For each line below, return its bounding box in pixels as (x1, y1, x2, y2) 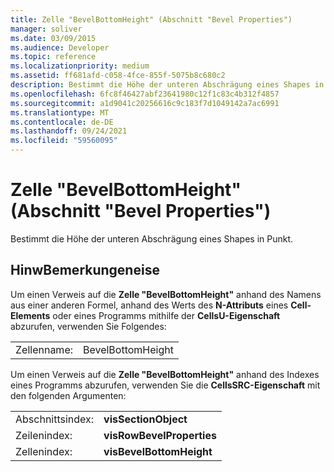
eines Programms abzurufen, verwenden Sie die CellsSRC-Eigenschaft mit (10, 379, 321, 391)
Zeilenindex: (15, 428, 73, 442)
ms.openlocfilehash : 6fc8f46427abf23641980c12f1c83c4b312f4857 (10, 89, 280, 99)
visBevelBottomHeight (103, 444, 213, 458)
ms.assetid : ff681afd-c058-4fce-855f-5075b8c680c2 (10, 71, 226, 81)
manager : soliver (10, 24, 83, 34)
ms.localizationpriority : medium (10, 61, 150, 71)
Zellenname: (15, 342, 73, 356)
